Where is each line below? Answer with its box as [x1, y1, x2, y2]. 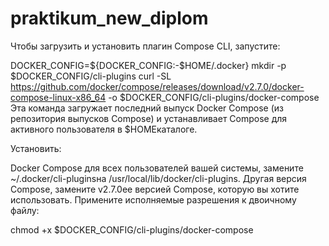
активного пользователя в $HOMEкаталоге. [10, 123, 198, 135]
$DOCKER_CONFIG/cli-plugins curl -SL [10, 70, 172, 82]
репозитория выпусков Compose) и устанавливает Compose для [10, 112, 288, 124]
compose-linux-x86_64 [10, 91, 107, 103]
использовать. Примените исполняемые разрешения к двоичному [10, 193, 297, 206]
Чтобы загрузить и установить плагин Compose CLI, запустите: [10, 40, 281, 52]
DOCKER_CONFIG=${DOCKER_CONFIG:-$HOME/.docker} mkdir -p [10, 59, 287, 71]
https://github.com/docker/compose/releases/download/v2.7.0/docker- [10, 80, 305, 92]
